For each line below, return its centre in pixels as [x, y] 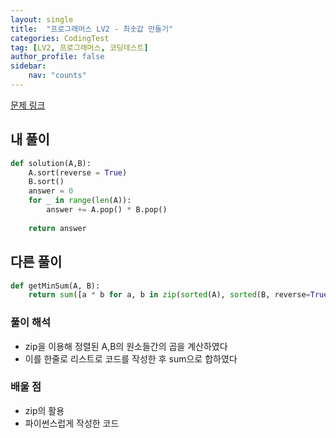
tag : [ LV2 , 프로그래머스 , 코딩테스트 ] [79, 47]
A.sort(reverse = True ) [78, 172]
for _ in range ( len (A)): [80, 201]
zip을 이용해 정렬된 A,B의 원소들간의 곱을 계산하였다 [126, 346]
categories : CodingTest [60, 38]
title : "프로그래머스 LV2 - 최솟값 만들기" [92, 29]
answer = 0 [51, 191]
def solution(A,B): [51, 163]
